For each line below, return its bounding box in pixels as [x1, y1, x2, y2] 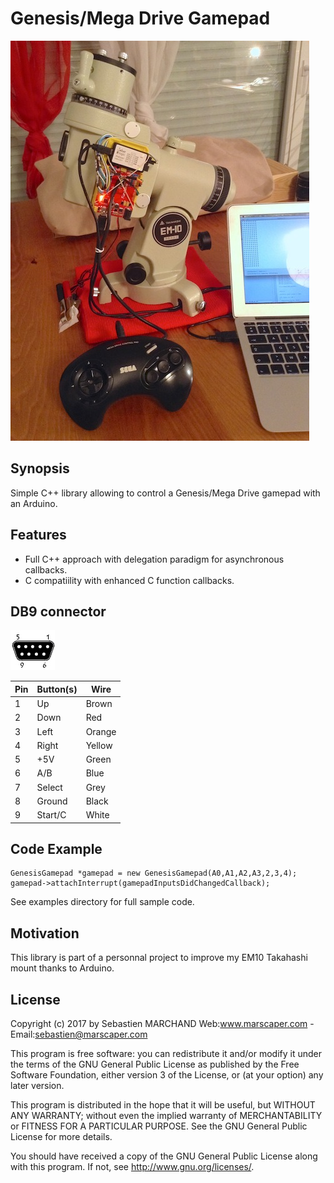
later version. [10, 1080, 65, 1092]
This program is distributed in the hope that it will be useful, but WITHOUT [10, 1099, 316, 1111]
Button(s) [36, 683, 78, 695]
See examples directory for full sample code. [10, 896, 195, 908]
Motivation [10, 925, 80, 942]
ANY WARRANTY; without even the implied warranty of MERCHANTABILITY [10, 1110, 323, 1122]
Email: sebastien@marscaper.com [10, 1028, 148, 1041]
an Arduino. [10, 497, 58, 509]
